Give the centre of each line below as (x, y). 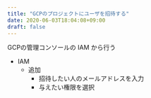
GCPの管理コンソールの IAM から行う (62, 48)
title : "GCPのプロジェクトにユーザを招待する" (68, 14)
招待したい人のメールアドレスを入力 (91, 78)
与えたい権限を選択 (67, 87)
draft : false (26, 27)
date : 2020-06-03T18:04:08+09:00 (56, 20)
